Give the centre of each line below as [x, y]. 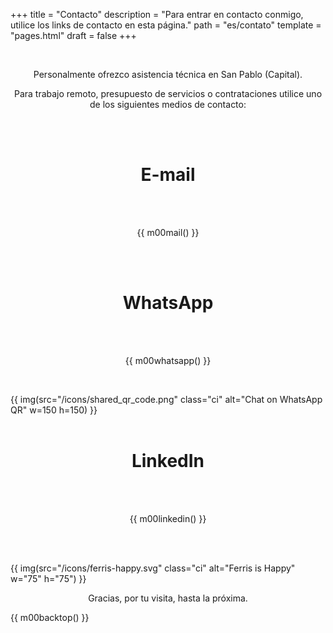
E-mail [168, 175]
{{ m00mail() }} [168, 232]
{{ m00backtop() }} [50, 617]
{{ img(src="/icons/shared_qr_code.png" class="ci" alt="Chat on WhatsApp [166, 399]
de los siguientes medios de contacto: [168, 104]
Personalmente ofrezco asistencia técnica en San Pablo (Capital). [168, 74]
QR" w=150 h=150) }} [54, 410]
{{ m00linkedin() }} [168, 518]
